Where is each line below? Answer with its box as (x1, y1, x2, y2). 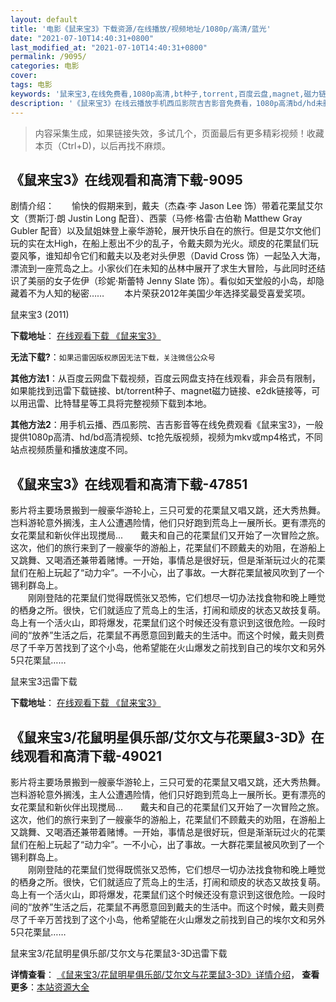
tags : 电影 (10, 80, 53, 90)
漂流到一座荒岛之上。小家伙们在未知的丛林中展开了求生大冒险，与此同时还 (10, 262, 317, 275)
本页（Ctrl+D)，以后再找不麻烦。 (34, 139, 171, 151)
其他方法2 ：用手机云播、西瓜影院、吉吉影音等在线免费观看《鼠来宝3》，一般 (10, 419, 324, 431)
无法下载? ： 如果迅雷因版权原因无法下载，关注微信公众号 (10, 351, 216, 363)
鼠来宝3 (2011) (10, 309, 70, 321)
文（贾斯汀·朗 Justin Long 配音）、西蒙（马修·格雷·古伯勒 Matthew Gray (10, 212, 303, 225)
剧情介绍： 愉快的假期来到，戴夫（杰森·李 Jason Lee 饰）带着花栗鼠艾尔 (10, 200, 323, 212)
